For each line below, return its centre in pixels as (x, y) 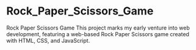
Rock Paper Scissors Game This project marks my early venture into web (98, 28)
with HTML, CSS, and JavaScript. (48, 40)
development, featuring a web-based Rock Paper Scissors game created (98, 34)
